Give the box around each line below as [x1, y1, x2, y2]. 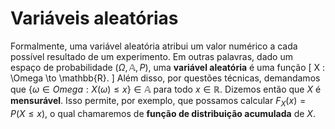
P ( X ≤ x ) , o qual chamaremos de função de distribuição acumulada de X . [10, 107, 316, 119]
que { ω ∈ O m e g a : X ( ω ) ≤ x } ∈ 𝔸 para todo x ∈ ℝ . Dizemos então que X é [10, 83, 322, 95]
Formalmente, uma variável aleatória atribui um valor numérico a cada [10, 40, 298, 52]
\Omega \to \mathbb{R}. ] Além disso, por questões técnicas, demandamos [10, 72, 321, 84]
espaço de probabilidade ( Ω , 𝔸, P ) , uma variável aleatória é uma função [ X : [10, 61, 326, 73]
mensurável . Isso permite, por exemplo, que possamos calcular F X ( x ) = [10, 94, 307, 109]
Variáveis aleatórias [10, 7, 179, 30]
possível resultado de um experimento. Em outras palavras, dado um [10, 50, 293, 62]
